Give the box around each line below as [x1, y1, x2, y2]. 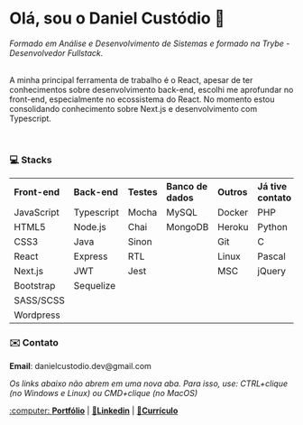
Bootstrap [14, 280, 56, 292]
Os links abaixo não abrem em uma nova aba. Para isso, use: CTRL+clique [9, 378, 289, 389]
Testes [127, 186, 158, 199]
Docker [217, 207, 249, 219]
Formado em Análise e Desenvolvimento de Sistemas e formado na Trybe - [9, 38, 290, 49]
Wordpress [14, 309, 60, 321]
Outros [217, 186, 248, 199]
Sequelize [73, 280, 115, 292]
